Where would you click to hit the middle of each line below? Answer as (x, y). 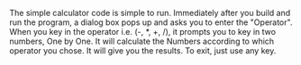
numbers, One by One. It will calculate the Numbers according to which (142, 41)
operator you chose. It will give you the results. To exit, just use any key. (143, 51)
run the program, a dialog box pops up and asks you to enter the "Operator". (151, 22)
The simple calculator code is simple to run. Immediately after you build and (150, 13)
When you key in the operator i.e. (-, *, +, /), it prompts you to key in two (143, 32)
